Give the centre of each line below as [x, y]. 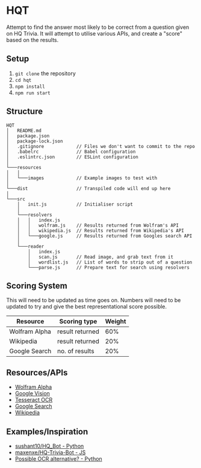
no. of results [76, 351]
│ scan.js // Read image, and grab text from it [100, 257]
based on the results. [32, 40]
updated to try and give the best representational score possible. [87, 307]
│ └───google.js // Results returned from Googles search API [105, 236]
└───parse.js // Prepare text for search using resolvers [109, 267]
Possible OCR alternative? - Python [58, 459]
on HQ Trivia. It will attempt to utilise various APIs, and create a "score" [94, 33]
